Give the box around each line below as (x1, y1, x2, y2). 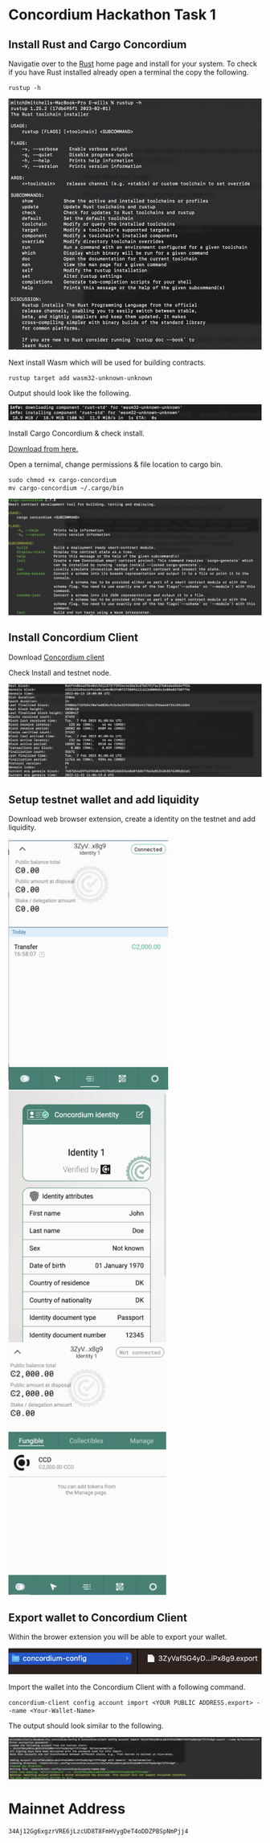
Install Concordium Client (8, 631, 139, 644)
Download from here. (8, 443, 79, 453)
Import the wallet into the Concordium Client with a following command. (8, 1682, 246, 1692)
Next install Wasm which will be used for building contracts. (8, 358, 207, 367)
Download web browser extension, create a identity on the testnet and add (8, 814, 256, 824)
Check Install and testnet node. (8, 668, 112, 677)
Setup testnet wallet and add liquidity (8, 793, 199, 807)
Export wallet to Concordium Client (8, 1611, 187, 1624)
